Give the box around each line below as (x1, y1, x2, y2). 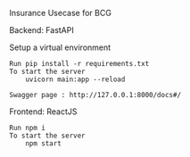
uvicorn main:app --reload (25, 75, 126, 84)
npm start (25, 139, 62, 148)
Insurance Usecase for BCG (9, 8, 112, 18)
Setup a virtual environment (9, 42, 112, 53)
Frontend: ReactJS (9, 106, 78, 117)
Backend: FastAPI (9, 25, 74, 35)
